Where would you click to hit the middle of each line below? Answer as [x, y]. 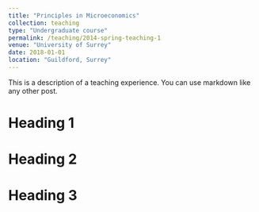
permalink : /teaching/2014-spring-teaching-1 [84, 38]
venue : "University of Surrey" [60, 45]
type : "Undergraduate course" [58, 30]
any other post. [33, 91]
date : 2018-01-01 [37, 52]
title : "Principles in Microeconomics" [74, 15]
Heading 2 [43, 159]
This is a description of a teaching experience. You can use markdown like [129, 82]
